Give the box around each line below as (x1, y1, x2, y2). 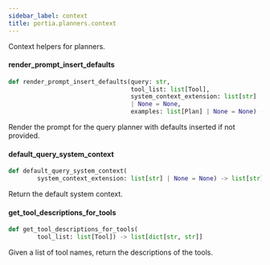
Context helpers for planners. (8, 41, 106, 51)
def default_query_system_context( (8, 167, 128, 176)
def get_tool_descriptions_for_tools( (8, 226, 138, 234)
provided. (8, 130, 40, 141)
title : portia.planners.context (8, 19, 117, 27)
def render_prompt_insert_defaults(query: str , (8, 77, 171, 85)
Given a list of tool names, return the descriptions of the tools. (8, 247, 213, 257)
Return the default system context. (8, 189, 123, 199)
